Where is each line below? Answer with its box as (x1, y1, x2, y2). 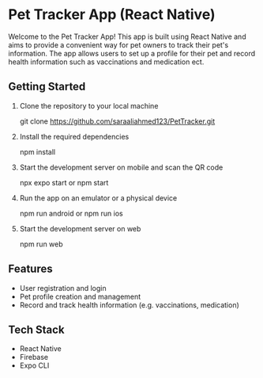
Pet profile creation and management (19, 292, 141, 301)
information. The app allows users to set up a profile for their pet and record (8, 48, 255, 58)
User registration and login (19, 283, 107, 292)
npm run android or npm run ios (19, 208, 124, 218)
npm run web (19, 239, 63, 249)
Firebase (19, 353, 49, 362)
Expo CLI (19, 361, 50, 370)
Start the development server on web (19, 223, 141, 233)
